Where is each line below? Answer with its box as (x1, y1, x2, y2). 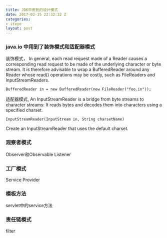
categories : (5, 16, 30, 21)
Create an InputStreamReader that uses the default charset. (5, 125, 129, 131)
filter (5, 228, 15, 234)
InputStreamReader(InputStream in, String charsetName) (5, 117, 124, 122)
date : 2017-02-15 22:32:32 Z (5, 12, 66, 17)
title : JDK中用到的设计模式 (5, 7, 58, 12)
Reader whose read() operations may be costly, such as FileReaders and (5, 72, 155, 78)
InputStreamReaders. (5, 77, 49, 83)
